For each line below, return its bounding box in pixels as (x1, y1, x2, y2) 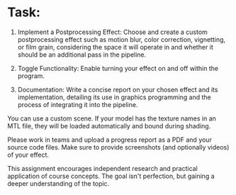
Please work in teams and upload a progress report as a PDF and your (7, 135, 213, 144)
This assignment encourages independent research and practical (7, 164, 198, 172)
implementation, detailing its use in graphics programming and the (17, 93, 211, 101)
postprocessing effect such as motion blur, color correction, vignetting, (17, 35, 225, 43)
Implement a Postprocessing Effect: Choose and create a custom (17, 28, 208, 36)
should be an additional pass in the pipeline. (17, 50, 147, 59)
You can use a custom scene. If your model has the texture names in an (7, 114, 216, 123)
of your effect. (7, 150, 50, 159)
